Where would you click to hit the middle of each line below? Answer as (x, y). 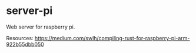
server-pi (29, 11)
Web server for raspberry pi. (41, 27)
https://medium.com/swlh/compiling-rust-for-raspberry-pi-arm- (112, 38)
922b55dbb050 (25, 44)
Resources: (20, 38)
